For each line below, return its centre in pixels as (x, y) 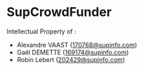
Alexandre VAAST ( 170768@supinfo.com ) (77, 45)
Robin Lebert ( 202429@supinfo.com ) (71, 59)
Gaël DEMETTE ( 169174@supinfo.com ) (73, 52)
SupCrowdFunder (59, 12)
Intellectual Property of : (41, 31)
